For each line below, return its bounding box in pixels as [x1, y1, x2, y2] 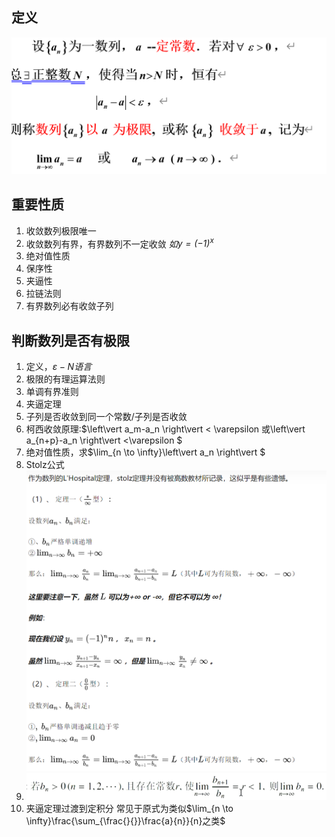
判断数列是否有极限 [11, 332, 130, 349]
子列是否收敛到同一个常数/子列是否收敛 [25, 411, 188, 423]
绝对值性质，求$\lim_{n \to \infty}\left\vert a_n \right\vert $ [25, 446, 266, 458]
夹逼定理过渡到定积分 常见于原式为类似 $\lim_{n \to [25, 802, 234, 814]
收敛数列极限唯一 [25, 224, 97, 237]
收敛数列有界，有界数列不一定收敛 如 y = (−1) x [25, 236, 214, 250]
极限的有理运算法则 [25, 373, 106, 385]
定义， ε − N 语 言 [25, 361, 93, 373]
